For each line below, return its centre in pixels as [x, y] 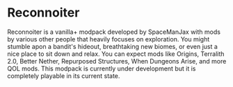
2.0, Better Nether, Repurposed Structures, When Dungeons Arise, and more [117, 61]
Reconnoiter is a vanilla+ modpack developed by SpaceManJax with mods [114, 32]
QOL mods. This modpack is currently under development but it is [102, 68]
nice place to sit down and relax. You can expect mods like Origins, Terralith [116, 54]
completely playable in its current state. [64, 76]
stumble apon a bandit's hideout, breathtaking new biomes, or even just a [112, 46]
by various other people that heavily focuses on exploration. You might [109, 39]
